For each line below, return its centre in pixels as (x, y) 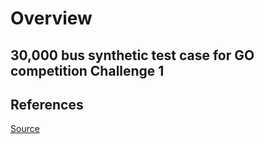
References (47, 104)
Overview (51, 18)
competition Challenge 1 (87, 70)
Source (25, 129)
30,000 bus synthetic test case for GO (132, 55)
